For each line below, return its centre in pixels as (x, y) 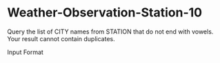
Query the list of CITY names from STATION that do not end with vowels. (110, 32)
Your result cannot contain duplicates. (61, 38)
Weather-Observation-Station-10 (104, 13)
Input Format (25, 52)
